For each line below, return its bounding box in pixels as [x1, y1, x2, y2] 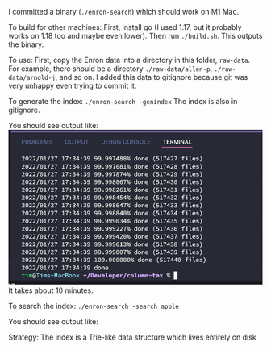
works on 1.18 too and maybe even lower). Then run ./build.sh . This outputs [8, 31, 263, 40]
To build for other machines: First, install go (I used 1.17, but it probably [8, 23, 242, 31]
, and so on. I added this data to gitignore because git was [55, 73, 248, 81]
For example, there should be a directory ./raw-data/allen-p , [8, 64, 213, 73]
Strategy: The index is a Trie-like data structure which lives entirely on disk [8, 332, 256, 342]
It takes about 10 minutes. [8, 285, 94, 295]
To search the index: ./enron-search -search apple [8, 301, 180, 310]
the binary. [8, 40, 44, 49]
